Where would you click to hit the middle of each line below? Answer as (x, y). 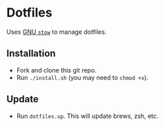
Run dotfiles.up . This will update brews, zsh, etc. (87, 116)
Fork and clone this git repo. (57, 70)
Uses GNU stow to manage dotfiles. (57, 32)
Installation (31, 53)
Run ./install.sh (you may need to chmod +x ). (82, 77)
